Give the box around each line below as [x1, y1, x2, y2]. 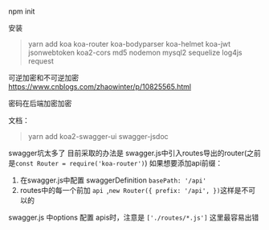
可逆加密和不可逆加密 [8, 73, 79, 83]
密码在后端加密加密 [8, 99, 72, 109]
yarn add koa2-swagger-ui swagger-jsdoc [27, 132, 169, 142]
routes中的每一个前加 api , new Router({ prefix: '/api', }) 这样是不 [19, 186, 249, 195]
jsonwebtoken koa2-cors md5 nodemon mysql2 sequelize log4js [27, 47, 243, 58]
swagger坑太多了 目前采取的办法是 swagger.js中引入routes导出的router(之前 [8, 148, 261, 158]
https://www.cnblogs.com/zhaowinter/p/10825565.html [8, 82, 191, 92]
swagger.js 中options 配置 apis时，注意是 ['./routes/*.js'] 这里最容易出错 [8, 212, 259, 223]
